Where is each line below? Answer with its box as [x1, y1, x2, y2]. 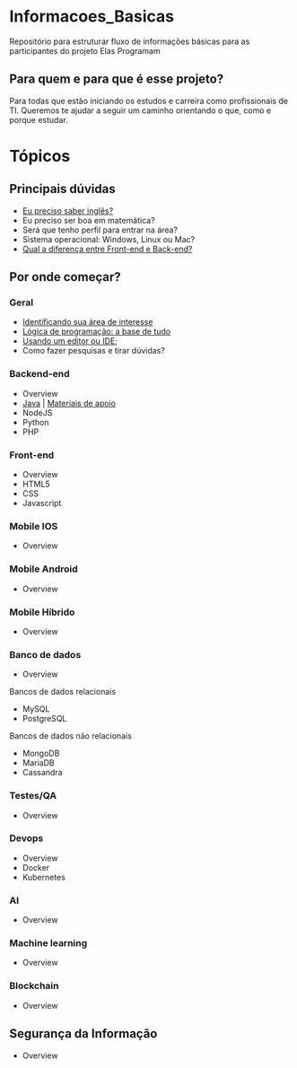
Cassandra [22, 767, 63, 778]
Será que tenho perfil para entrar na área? [22, 224, 178, 235]
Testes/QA [9, 790, 57, 802]
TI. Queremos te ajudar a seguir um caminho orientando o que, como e [9, 105, 272, 116]
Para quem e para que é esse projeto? [9, 72, 224, 87]
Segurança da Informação [9, 1026, 158, 1042]
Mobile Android [9, 563, 78, 575]
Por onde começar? [9, 269, 121, 285]
